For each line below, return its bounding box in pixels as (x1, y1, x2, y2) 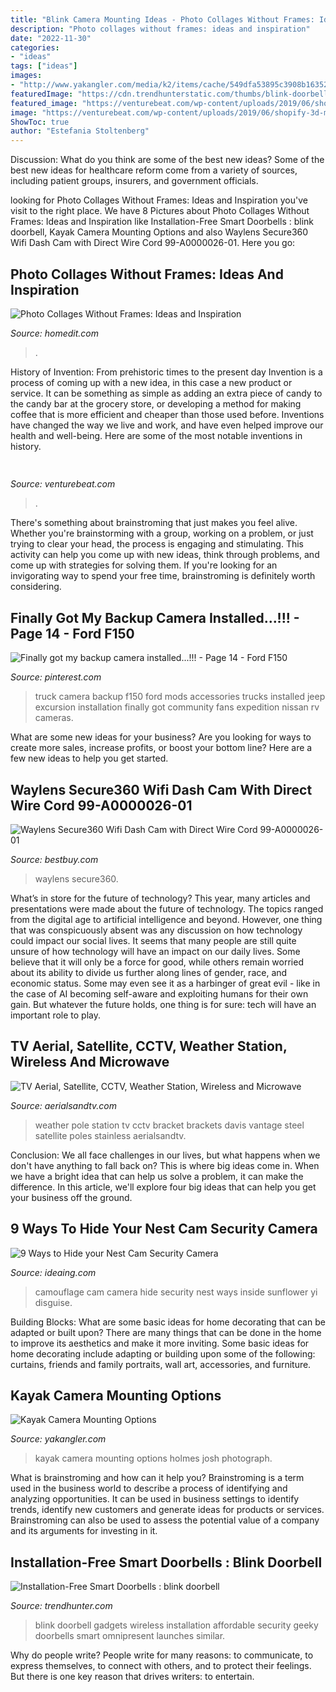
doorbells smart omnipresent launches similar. (34, 1630, 226, 1642)
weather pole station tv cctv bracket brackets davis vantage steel (34, 1119, 305, 1131)
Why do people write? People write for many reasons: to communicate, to (10, 1649, 314, 1661)
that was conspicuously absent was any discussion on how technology (10, 924, 303, 936)
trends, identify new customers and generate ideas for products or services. (10, 1504, 325, 1516)
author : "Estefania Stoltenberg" (10, 126, 150, 136)
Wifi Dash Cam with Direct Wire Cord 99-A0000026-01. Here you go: (10, 237, 296, 249)
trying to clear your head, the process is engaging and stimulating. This (10, 538, 305, 550)
